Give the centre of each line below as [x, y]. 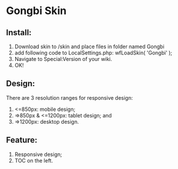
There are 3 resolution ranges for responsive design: [69, 97]
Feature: [22, 140]
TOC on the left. [34, 160]
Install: [19, 33]
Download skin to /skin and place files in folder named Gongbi [90, 46]
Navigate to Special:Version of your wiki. [63, 59]
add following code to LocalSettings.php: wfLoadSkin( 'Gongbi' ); [93, 53]
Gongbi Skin [36, 11]
